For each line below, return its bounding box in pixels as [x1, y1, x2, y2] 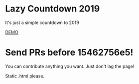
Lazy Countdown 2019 [5, 3, 100, 14]
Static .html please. [5, 73, 45, 79]
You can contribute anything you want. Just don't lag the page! [5, 63, 135, 69]
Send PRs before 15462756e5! [5, 47, 134, 58]
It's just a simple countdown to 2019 [5, 19, 79, 25]
